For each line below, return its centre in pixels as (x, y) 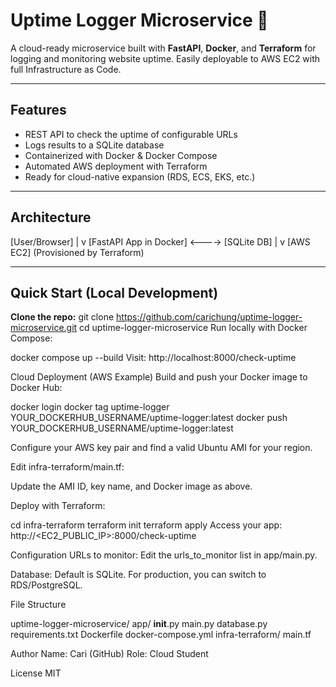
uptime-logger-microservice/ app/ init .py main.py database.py (139, 624)
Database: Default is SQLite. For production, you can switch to (138, 575)
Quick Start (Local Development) (114, 292)
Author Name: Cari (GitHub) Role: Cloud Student (109, 654)
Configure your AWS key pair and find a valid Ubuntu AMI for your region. (161, 448)
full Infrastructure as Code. (66, 69)
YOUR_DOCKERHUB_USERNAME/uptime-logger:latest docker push (149, 418)
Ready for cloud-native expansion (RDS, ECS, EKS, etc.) (140, 176)
